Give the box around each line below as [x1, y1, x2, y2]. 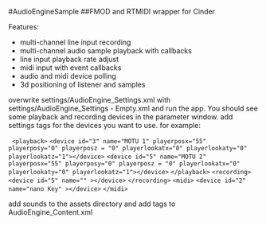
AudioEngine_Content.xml [8, 208, 93, 217]
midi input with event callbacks [19, 63, 122, 72]
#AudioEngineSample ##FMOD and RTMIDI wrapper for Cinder [8, 7, 216, 16]
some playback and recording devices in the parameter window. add [8, 112, 233, 122]
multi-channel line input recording [19, 37, 131, 47]
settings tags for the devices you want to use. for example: [8, 121, 201, 130]
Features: [8, 22, 40, 31]
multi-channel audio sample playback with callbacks [19, 46, 193, 55]
